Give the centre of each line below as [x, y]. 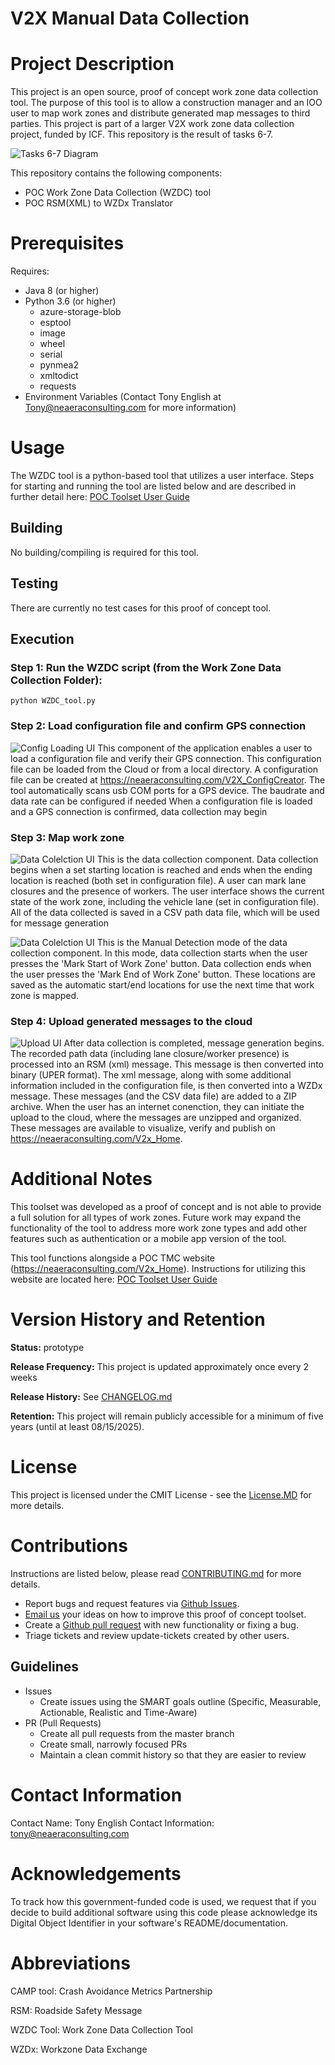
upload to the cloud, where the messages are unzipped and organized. [156, 1118]
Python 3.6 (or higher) [70, 301]
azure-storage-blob [80, 312]
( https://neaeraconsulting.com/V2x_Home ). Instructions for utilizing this [158, 1269]
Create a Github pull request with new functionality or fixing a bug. [161, 1624]
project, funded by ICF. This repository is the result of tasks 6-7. [142, 134]
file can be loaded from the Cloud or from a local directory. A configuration [164, 769]
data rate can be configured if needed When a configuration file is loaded [161, 801]
